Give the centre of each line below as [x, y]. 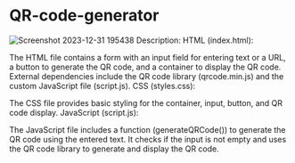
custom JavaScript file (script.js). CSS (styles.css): [102, 86]
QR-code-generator [84, 16]
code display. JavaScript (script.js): [74, 112]
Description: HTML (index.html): [195, 40]
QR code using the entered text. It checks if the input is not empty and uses [148, 139]
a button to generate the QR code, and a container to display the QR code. [145, 67]
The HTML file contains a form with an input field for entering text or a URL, [148, 57]
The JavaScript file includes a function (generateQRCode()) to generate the [147, 129]
